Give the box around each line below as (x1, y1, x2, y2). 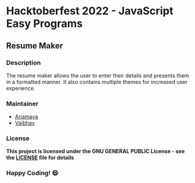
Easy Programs (6, 17, 83, 30)
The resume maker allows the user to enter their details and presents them (6, 72, 190, 79)
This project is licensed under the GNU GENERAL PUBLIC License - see (6, 148, 185, 155)
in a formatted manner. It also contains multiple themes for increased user (6, 78, 188, 85)
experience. (6, 85, 36, 92)
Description (6, 58, 41, 67)
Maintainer (6, 100, 39, 108)
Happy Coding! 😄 (6, 169, 58, 177)
